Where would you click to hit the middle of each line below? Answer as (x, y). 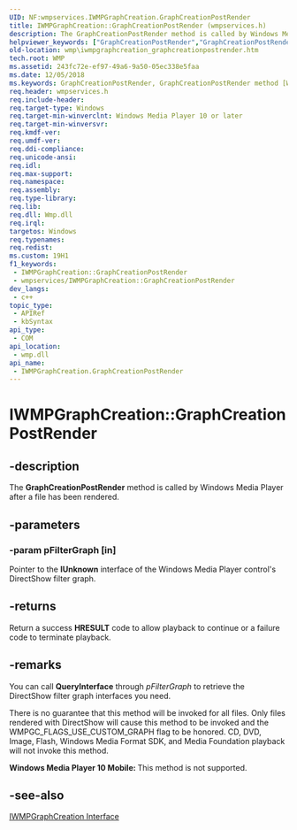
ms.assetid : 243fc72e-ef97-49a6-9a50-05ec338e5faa (104, 67)
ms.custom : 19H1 (39, 256)
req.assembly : (35, 190)
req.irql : (27, 223)
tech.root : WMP (37, 58)
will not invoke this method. (59, 750)
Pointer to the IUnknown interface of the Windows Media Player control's (143, 569)
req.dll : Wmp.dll (41, 215)
